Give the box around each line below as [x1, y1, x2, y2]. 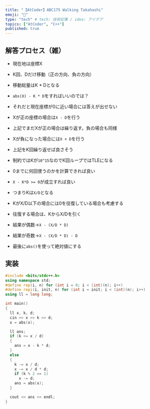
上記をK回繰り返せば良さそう [12, 146, 74, 152]
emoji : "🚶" [5, 12, 28, 17]
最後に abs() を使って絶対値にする [12, 243, 82, 249]
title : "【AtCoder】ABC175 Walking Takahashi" [5, 7, 104, 13]
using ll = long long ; [5, 292, 53, 297]
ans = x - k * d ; [14, 343, 51, 348]
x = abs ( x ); [10, 320, 35, 325]
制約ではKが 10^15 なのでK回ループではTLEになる [12, 157, 113, 163]
